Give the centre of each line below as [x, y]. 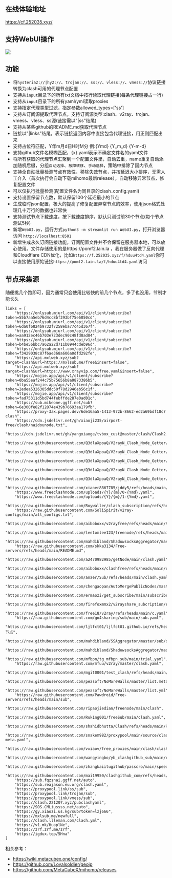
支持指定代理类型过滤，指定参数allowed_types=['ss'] [68, 108]
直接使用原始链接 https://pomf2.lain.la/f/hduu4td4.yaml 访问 [82, 262]
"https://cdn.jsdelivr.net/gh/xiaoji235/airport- [69, 421]
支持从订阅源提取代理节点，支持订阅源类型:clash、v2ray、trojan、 [82, 114]
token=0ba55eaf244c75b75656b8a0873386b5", [51, 381]
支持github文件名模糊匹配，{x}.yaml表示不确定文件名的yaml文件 [80, 153]
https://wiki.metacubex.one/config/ [50, 859]
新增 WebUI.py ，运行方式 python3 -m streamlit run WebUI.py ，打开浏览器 [89, 229]
